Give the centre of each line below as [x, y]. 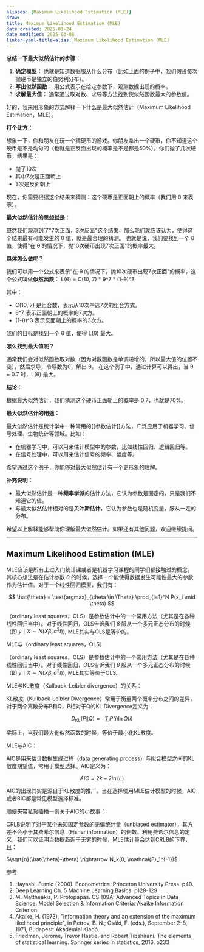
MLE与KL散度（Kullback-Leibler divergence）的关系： [74, 686]
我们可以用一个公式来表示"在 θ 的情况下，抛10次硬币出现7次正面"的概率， [99, 271]
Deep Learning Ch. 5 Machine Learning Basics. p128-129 [86, 890]
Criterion [26, 910]
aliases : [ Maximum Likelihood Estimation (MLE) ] [69, 12]
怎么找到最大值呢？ [30, 346]
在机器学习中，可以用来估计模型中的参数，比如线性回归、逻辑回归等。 [103, 446]
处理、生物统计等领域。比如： [49, 434]
